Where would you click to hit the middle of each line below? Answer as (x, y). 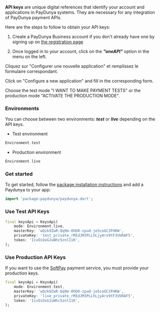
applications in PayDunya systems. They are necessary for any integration (80, 12)
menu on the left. (29, 57)
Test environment (30, 134)
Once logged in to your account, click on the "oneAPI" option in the (81, 51)
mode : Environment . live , (39, 226)
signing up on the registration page (48, 42)
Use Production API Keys (36, 257)
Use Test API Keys (27, 212)
